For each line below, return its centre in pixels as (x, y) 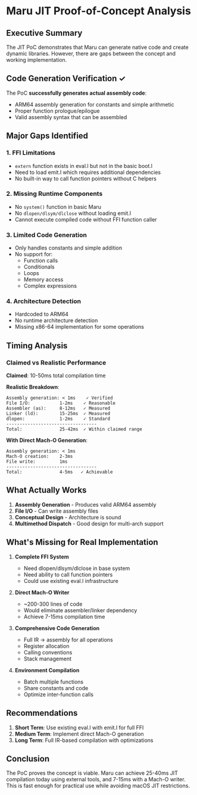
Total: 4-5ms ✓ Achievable (60, 472)
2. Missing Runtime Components (54, 194)
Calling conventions (48, 652)
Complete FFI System (42, 556)
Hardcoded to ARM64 (42, 314)
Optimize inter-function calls (59, 694)
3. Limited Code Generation (47, 235)
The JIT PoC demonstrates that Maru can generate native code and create (97, 47)
